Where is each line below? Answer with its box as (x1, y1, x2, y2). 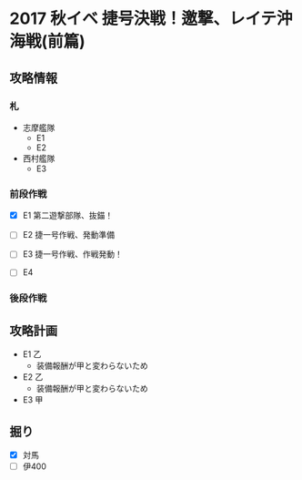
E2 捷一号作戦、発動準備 (22, 230, 116, 240)
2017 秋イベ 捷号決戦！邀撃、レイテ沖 (9, 8, 293, 29)
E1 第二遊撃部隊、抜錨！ (22, 210, 114, 221)
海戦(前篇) (9, 31, 86, 52)
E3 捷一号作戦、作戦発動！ (22, 249, 123, 260)
